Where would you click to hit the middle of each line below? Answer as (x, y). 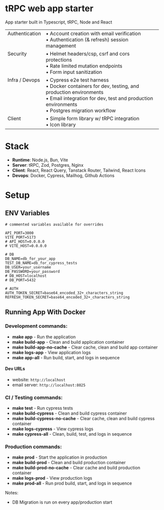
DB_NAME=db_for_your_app (30, 259)
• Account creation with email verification (93, 33)
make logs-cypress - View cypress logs (53, 429)
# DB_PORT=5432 (20, 280)
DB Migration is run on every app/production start (62, 502)
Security (17, 53)
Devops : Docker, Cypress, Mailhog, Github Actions (63, 175)
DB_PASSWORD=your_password (32, 271)
